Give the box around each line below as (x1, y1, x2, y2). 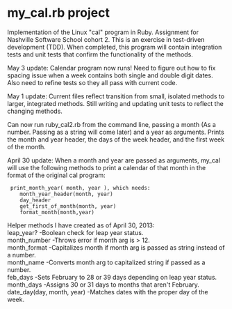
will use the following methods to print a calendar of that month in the (7, 163, 206, 172)
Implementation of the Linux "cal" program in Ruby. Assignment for (7, 28, 199, 36)
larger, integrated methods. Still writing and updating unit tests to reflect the (7, 99, 224, 107)
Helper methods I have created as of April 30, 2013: (7, 221, 155, 229)
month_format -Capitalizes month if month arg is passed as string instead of (7, 243, 225, 252)
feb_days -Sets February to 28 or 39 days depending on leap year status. (7, 273, 217, 281)
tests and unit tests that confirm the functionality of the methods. (7, 50, 193, 59)
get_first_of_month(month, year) (19, 202, 117, 210)
